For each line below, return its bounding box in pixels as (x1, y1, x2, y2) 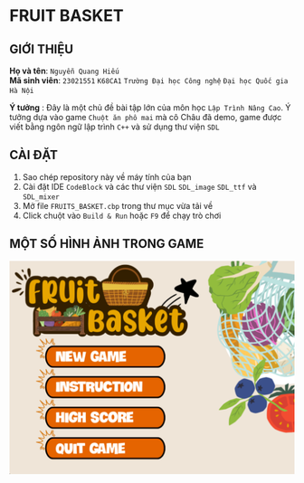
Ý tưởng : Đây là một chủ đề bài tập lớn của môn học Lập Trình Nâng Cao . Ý (9, 102, 291, 113)
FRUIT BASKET (9, 5, 124, 26)
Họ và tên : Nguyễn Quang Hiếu (9, 65, 119, 76)
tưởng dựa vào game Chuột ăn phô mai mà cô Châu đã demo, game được (9, 112, 282, 122)
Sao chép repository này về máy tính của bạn (22, 171, 192, 182)
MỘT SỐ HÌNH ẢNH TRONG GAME (9, 236, 204, 251)
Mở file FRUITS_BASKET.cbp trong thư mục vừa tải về (22, 200, 214, 211)
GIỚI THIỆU (9, 42, 74, 57)
